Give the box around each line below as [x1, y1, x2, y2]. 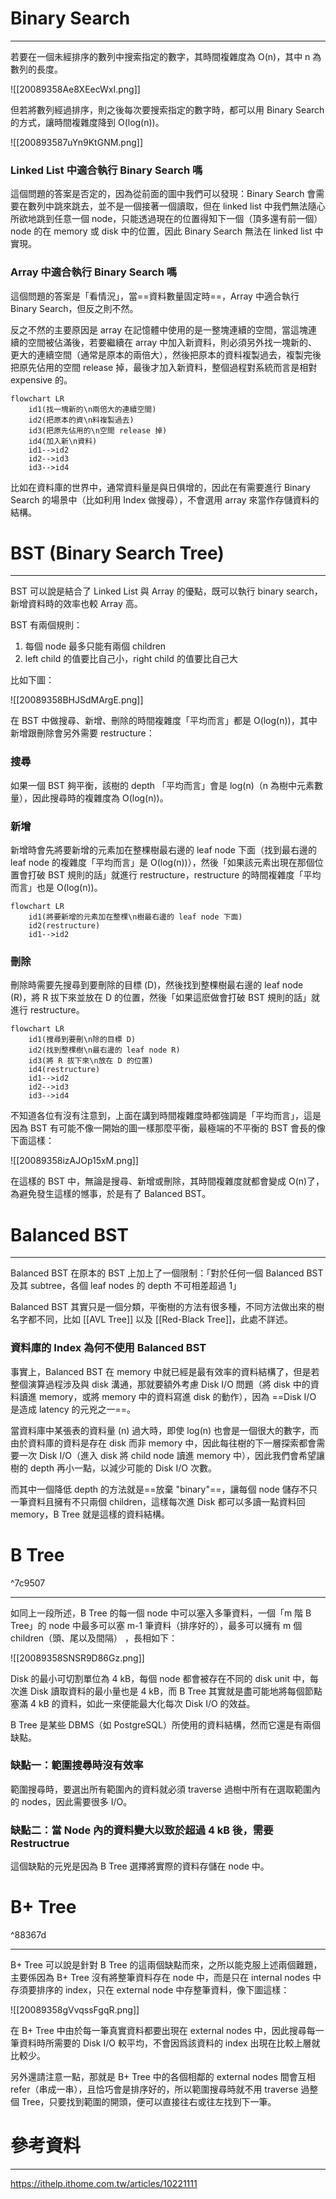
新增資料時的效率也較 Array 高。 [10, 598, 143, 610]
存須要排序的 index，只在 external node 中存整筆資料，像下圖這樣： [10, 1984, 290, 1996]
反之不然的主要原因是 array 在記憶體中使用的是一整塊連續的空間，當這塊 [10, 323, 309, 336]
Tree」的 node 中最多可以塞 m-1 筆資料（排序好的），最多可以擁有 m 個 [10, 1619, 303, 1631]
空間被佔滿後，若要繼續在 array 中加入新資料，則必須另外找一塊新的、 [27, 336, 318, 348]
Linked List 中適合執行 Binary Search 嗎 [10, 163, 203, 177]
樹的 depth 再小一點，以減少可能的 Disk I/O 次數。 [10, 1462, 217, 1474]
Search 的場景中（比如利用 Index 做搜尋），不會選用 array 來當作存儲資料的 [10, 493, 320, 506]
